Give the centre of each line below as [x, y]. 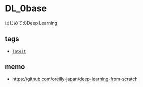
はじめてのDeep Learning [31, 23]
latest [19, 51]
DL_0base [26, 9]
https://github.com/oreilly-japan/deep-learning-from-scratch [75, 79]
